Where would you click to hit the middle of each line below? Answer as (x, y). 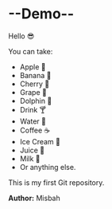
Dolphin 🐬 (36, 101)
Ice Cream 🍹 (40, 141)
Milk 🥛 (30, 158)
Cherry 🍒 (35, 84)
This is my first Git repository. (56, 182)
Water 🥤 (33, 121)
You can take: (31, 51)
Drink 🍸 (33, 109)
